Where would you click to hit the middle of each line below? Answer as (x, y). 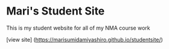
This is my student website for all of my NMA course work (78, 28)
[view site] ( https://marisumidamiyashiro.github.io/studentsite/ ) (84, 39)
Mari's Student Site (56, 11)
